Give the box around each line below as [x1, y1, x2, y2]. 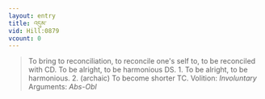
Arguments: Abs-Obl [27, 82, 97, 92]
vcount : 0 [8, 34, 42, 43]
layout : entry [8, 11, 57, 20]
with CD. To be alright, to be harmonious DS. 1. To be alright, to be [27, 65, 248, 75]
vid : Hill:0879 [8, 27, 60, 35]
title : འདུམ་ [8, 19, 47, 27]
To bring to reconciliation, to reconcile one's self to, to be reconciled [27, 56, 256, 66]
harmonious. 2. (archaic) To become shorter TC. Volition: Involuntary [27, 73, 257, 83]
